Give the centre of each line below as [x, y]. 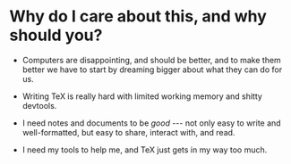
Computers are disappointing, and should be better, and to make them [152, 60]
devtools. [39, 105]
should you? [56, 35]
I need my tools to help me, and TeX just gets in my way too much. [145, 150]
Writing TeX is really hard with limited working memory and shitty [142, 96]
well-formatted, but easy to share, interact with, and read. [128, 132]
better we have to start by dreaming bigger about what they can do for [152, 70]
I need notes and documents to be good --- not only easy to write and [151, 123]
